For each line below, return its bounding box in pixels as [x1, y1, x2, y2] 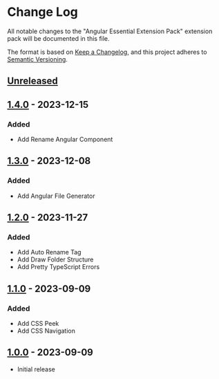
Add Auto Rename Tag [17, 248, 82, 257]
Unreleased [7, 75, 59, 87]
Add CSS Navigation [17, 326, 76, 335]
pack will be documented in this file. [7, 34, 110, 42]
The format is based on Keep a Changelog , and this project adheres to [7, 48, 207, 56]
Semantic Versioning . [7, 55, 68, 63]
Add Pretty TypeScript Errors [17, 263, 100, 271]
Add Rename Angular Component [17, 136, 113, 144]
